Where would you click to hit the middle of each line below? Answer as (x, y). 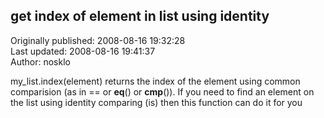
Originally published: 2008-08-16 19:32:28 (98, 40)
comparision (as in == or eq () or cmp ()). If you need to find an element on (162, 91)
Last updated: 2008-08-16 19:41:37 (83, 51)
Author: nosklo (40, 61)
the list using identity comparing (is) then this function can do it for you (156, 102)
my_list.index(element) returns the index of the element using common (155, 81)
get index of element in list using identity (140, 16)
